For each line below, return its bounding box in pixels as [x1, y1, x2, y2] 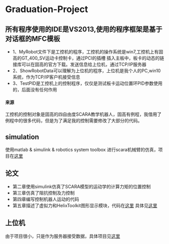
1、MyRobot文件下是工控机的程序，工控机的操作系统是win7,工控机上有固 [12, 49, 163, 55]
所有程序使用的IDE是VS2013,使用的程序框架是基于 [5, 25, 162, 33]
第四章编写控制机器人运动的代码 [12, 196, 79, 202]
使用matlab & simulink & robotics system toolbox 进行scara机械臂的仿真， [5, 147, 158, 153]
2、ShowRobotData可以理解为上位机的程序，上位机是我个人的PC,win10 [12, 68, 161, 74]
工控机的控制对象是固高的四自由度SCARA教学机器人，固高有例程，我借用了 [5, 111, 162, 117]
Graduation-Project [5, 4, 88, 15]
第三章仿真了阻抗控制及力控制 [12, 189, 75, 196]
